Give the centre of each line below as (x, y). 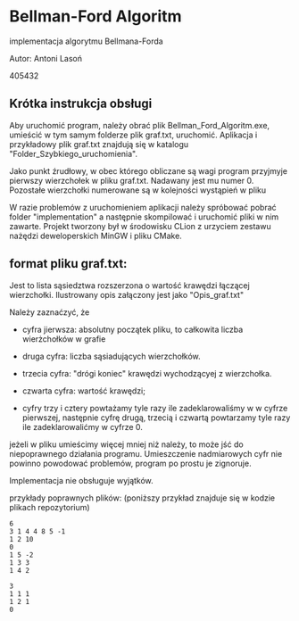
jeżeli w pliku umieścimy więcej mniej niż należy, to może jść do (126, 444)
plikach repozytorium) (50, 507)
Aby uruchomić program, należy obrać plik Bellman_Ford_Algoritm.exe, (140, 125)
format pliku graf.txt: (68, 264)
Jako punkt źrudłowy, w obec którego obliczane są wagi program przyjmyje (149, 170)
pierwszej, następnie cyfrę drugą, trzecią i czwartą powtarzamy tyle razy (156, 418)
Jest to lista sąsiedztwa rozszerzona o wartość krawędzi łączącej (129, 285)
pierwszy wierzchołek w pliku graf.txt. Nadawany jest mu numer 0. (132, 180)
